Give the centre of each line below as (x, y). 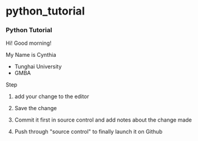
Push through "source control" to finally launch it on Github (88, 132)
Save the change (36, 108)
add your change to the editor (52, 97)
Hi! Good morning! (29, 43)
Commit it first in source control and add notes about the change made (103, 120)
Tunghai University (38, 67)
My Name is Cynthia (31, 55)
